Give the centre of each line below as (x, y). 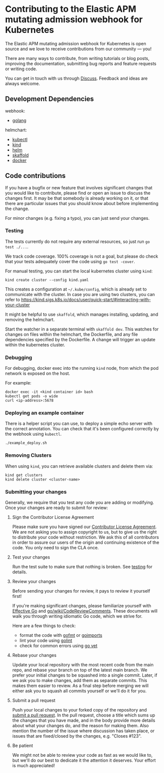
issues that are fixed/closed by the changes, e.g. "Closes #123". (77, 736)
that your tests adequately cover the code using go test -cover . (70, 261)
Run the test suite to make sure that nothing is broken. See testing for (82, 567)
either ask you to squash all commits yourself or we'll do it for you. (79, 691)
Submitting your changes (36, 492)
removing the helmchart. (30, 319)
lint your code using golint (46, 641)
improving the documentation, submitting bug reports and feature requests (81, 63)
